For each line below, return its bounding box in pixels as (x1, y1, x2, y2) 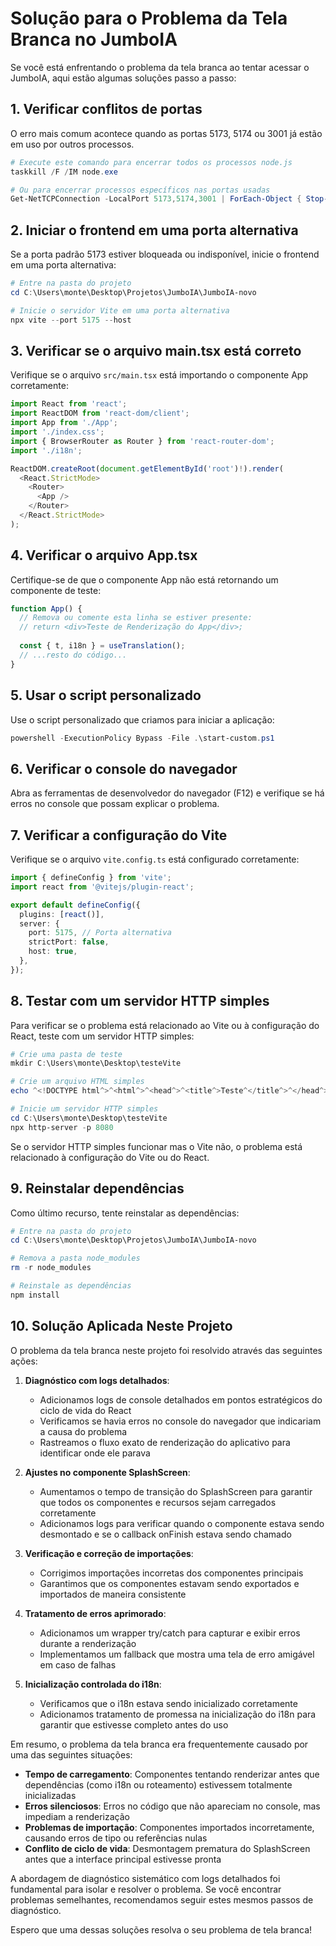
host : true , (28, 947, 78, 957)
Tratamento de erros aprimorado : (24, 1607, 167, 1619)
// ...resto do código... (19, 650, 128, 660)
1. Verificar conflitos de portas (10, 101, 203, 118)
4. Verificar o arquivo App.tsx (10, 547, 198, 564)
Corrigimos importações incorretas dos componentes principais (39, 1567, 304, 1579)
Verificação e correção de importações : (24, 1547, 194, 1559)
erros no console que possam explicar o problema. (10, 798, 220, 810)
